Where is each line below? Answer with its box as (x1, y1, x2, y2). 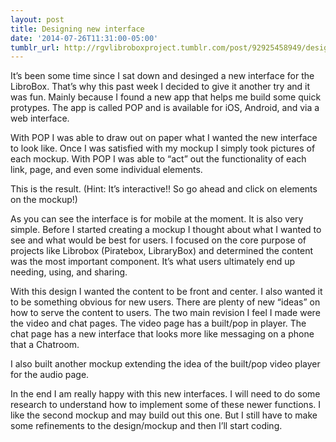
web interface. (10, 112, 70, 125)
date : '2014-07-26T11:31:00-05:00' (10, 33, 159, 43)
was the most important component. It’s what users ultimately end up (10, 256, 296, 268)
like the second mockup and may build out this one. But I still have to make (10, 409, 318, 421)
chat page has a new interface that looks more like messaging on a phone (10, 328, 315, 340)
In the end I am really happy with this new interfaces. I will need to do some (10, 388, 321, 400)
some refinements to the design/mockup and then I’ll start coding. (10, 420, 283, 432)
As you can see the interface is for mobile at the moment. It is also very (10, 213, 304, 225)
